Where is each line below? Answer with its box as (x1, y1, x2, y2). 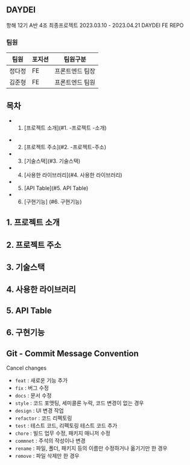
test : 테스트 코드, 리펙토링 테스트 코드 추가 (14, 422, 118, 429)
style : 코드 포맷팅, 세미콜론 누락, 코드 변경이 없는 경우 (14, 399, 144, 406)
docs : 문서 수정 (14, 392, 52, 399)
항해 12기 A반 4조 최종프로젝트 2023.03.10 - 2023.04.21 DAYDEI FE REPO (6, 21, 184, 29)
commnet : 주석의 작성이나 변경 (14, 437, 86, 444)
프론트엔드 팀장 (54, 67, 95, 75)
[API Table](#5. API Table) (24, 184, 89, 192)
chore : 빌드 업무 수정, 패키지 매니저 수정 (14, 429, 110, 437)
